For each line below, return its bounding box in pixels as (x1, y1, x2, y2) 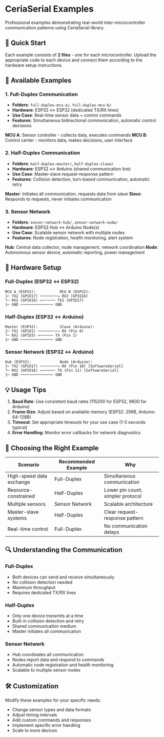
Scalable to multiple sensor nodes (12, 667, 81, 673)
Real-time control (7, 525, 48, 532)
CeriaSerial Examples (5, 3, 94, 15)
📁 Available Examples (5, 77, 72, 85)
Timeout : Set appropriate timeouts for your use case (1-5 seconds (12, 419, 145, 425)
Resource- (7, 486, 33, 493)
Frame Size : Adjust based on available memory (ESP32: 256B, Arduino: (12, 409, 156, 415)
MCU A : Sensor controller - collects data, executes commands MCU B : (5, 132, 147, 138)
